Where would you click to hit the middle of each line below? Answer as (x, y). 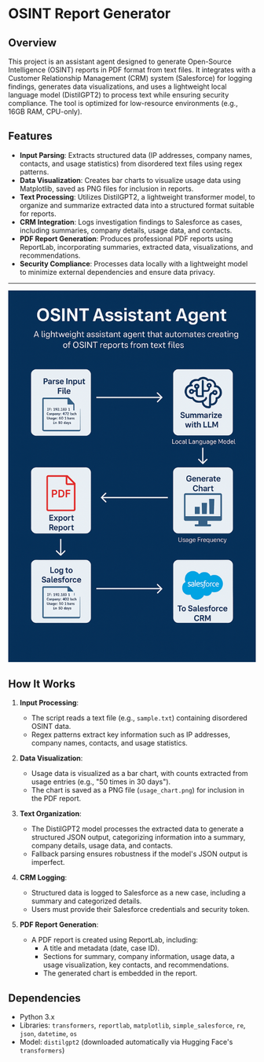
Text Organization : (50, 814)
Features (30, 136)
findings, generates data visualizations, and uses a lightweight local (117, 86)
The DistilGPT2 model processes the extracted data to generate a (137, 829)
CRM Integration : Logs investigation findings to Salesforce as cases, (131, 222)
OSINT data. (51, 727)
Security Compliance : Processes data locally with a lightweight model (134, 263)
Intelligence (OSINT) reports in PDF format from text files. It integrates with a (132, 70)
